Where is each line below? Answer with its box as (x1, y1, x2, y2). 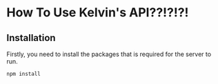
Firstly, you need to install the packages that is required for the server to (6, 50, 212, 58)
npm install (6, 70, 41, 77)
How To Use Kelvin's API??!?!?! (6, 5, 189, 20)
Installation (6, 32, 56, 44)
